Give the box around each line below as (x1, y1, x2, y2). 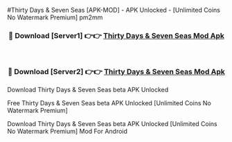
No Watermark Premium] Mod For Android (7, 127, 128, 135)
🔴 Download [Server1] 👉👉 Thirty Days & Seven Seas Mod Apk (8, 30, 225, 40)
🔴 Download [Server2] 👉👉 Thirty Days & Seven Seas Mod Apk (8, 67, 225, 77)
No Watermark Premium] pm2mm (7, 13, 103, 21)
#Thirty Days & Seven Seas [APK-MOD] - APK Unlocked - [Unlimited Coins (7, 6, 220, 14)
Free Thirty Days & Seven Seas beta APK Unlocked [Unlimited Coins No (7, 98, 211, 107)
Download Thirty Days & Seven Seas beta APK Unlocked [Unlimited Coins (7, 119, 217, 127)
